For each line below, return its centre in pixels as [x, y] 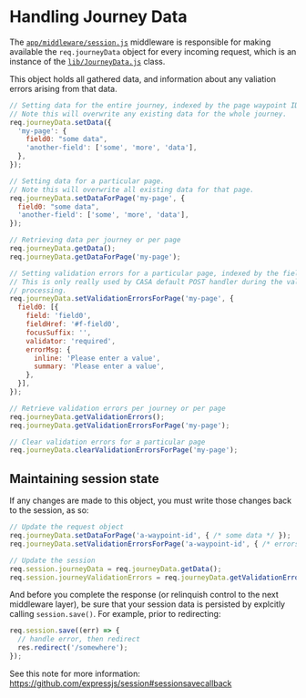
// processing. [38, 290]
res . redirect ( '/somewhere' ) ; [73, 648]
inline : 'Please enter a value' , [97, 358]
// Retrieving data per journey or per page [95, 240]
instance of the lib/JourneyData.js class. [87, 61]
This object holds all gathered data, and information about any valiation [143, 78]
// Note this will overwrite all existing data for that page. [132, 190]
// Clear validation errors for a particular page [107, 442]
